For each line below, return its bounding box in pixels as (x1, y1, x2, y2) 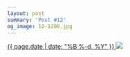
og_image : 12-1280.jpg (7, 23, 73, 30)
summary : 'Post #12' (7, 16, 67, 23)
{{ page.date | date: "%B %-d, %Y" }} (7, 43, 115, 51)
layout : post (7, 10, 45, 17)
